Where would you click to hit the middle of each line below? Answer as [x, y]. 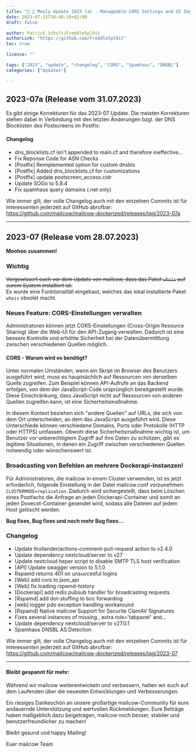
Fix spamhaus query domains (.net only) [63, 189]
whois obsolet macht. [31, 298]
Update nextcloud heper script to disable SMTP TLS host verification [97, 561]
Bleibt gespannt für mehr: [38, 672]
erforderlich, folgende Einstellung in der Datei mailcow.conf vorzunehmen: [95, 485]
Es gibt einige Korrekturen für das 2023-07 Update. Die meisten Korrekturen [98, 113]
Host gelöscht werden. [33, 509]
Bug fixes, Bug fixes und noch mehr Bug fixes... [65, 521]
